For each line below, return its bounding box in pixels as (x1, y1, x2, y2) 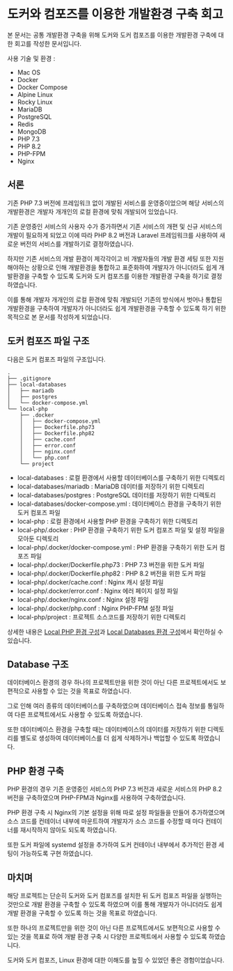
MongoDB (17, 127, 47, 136)
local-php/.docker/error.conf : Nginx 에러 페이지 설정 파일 (17, 587, 179, 595)
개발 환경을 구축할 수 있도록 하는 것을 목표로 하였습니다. (7, 909, 158, 917)
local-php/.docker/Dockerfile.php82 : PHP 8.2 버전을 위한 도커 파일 (17, 569, 207, 577)
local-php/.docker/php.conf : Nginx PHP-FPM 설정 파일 (17, 604, 174, 612)
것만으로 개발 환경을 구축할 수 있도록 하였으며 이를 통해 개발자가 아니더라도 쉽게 (7, 900, 223, 908)
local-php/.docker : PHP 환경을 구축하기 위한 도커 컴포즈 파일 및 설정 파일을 (17, 525, 225, 534)
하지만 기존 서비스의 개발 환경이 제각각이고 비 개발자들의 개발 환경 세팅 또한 (7, 254, 211, 263)
